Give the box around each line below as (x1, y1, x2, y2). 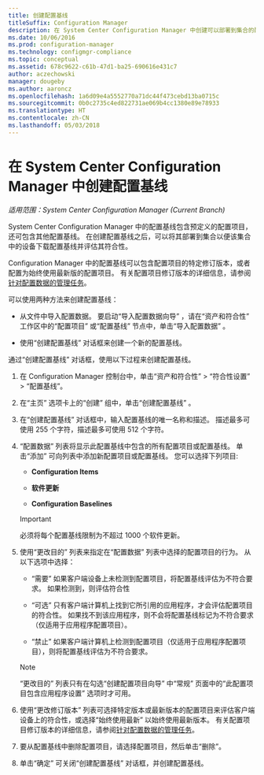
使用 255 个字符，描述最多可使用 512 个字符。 (19, 425, 169, 434)
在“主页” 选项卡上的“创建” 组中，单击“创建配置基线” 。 (19, 398, 196, 407)
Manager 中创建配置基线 (8, 177, 168, 195)
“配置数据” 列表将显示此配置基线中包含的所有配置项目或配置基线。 (19, 441, 235, 451)
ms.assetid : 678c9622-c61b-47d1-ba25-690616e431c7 (8, 63, 178, 71)
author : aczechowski (8, 70, 76, 78)
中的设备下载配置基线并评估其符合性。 (8, 241, 132, 250)
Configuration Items (31, 466, 99, 476)
